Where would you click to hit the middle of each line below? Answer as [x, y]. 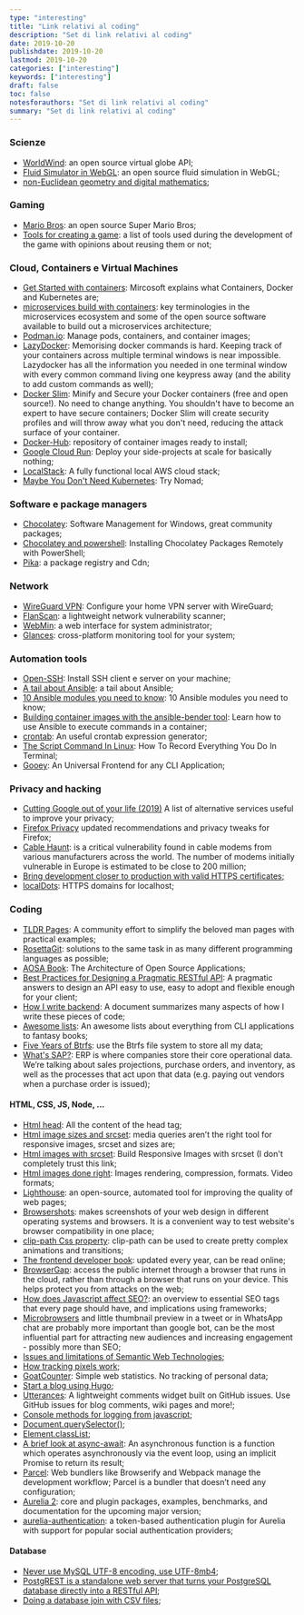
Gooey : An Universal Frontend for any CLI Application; [123, 765]
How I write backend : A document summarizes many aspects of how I [153, 1006]
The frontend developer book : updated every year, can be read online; [154, 1260]
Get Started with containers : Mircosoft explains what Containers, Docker [158, 288]
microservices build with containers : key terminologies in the [136, 307]
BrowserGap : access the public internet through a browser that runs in [154, 1270]
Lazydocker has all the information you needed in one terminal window [155, 365]
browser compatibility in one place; [88, 1231]
